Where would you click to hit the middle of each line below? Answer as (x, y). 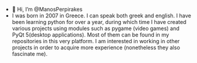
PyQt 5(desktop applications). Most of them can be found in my (90, 35)
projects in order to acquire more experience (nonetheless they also (96, 47)
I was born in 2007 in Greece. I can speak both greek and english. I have (102, 16)
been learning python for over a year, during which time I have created (99, 22)
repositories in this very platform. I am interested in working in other (96, 41)
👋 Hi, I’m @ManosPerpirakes (47, 9)
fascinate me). (30, 54)
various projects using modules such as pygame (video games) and (96, 28)
